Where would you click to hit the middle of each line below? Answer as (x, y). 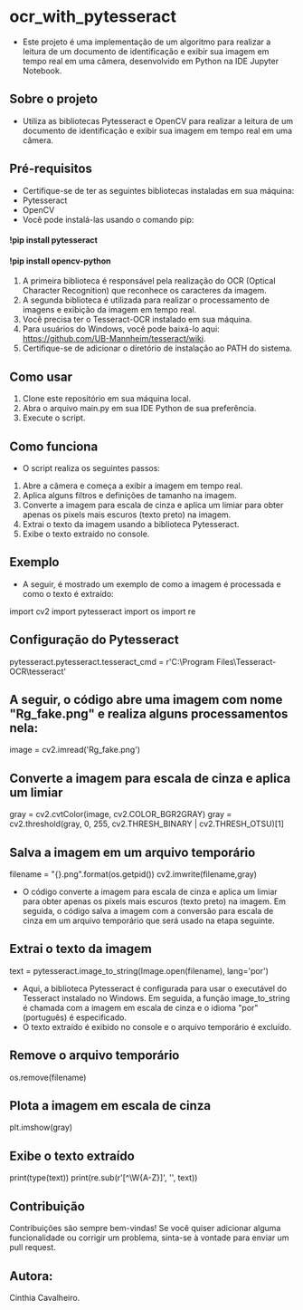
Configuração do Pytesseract (94, 640)
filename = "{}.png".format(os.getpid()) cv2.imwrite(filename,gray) (133, 874)
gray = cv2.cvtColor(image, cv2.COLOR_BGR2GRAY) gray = (121, 814)
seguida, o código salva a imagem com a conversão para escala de (148, 911)
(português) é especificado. (75, 1017)
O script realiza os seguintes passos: (91, 467)
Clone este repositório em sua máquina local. (107, 399)
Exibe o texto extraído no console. (86, 534)
